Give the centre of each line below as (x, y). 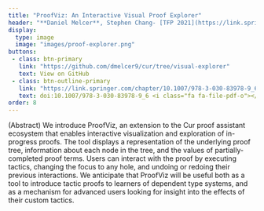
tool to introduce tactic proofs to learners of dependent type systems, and (128, 184)
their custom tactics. (41, 200)
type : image (35, 37)
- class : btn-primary (47, 60)
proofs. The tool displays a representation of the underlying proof (145, 142)
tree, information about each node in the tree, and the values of (111, 151)
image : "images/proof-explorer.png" (75, 45)
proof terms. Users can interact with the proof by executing (141, 158)
